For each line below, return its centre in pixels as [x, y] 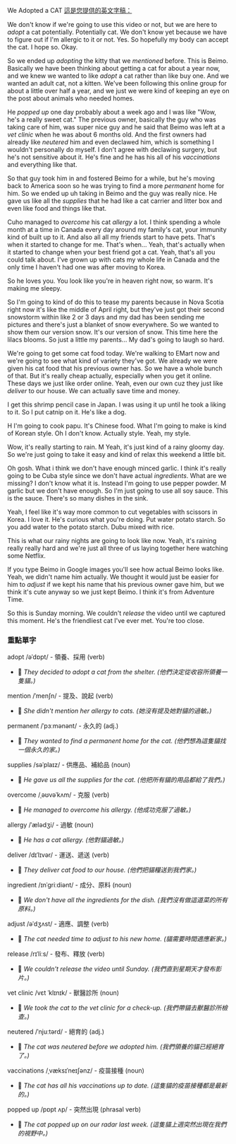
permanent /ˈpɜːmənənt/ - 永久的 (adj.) [63, 726]
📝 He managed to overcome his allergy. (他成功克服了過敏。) [104, 810]
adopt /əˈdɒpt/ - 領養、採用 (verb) [56, 657]
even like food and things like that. [57, 208]
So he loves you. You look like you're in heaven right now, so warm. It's [110, 281]
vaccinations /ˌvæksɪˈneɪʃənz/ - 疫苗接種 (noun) [76, 1070]
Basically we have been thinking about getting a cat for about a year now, [114, 68]
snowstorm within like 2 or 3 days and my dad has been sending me [106, 317]
